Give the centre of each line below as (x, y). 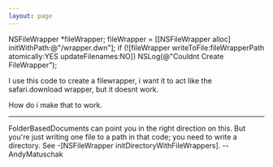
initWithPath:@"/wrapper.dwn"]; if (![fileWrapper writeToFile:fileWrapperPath (136, 47)
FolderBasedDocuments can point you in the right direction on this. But (127, 128)
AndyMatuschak (36, 154)
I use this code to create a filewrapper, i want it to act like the (110, 80)
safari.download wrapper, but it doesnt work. (84, 89)
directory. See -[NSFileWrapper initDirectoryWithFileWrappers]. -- (119, 145)
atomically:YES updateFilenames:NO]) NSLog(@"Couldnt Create (116, 56)
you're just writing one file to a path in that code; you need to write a (123, 137)
